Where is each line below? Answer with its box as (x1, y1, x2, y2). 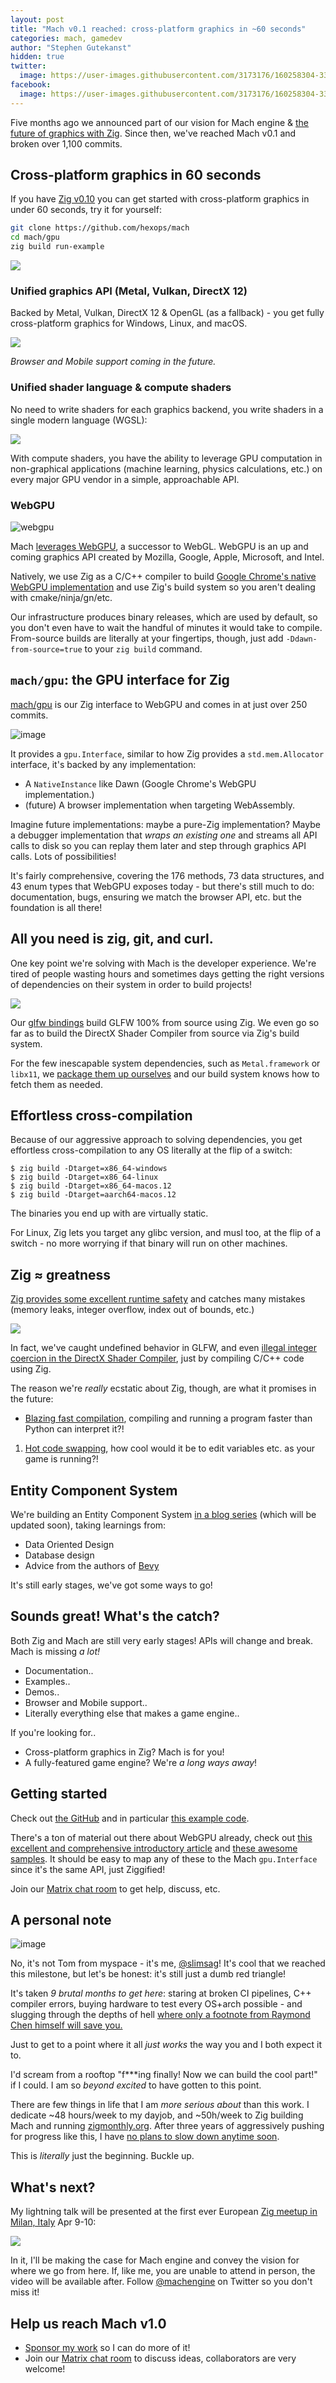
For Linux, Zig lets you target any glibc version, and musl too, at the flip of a (10, 1227, 322, 1239)
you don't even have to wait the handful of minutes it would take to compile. (10, 621, 323, 633)
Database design (24, 1549, 95, 1561)
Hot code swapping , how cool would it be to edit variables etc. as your (24, 1442, 316, 1455)
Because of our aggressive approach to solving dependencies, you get (10, 1134, 303, 1146)
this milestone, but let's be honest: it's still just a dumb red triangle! (10, 1968, 287, 1980)
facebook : (10, 80, 52, 90)
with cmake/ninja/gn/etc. (10, 591, 113, 603)
